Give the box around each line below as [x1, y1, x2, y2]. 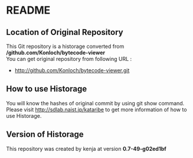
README [6, 4, 51, 17]
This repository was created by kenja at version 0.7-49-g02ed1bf [6, 145, 166, 152]
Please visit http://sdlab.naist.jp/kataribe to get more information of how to [6, 106, 187, 113]
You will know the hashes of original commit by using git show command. [6, 99, 185, 107]
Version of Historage [6, 130, 84, 140]
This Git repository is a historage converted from [6, 43, 125, 50]
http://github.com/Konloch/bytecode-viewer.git [14, 67, 130, 74]
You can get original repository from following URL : [6, 56, 132, 62]
